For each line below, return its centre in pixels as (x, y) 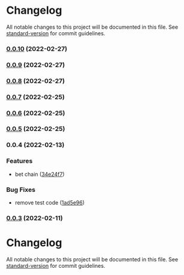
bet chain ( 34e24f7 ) (40, 174)
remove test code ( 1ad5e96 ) (50, 202)
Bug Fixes (21, 190)
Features (19, 161)
